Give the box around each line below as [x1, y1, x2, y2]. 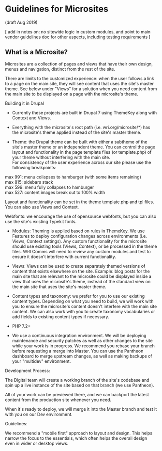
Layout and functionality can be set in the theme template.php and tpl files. [5, 199, 154, 205]
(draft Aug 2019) [5, 19, 38, 25]
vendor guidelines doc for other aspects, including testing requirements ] [5, 34, 151, 40]
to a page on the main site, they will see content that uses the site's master [5, 81, 154, 86]
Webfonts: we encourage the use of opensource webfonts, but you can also [5, 213, 157, 219]
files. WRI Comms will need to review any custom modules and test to [12, 248, 151, 254]
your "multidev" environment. [12, 358, 71, 364]
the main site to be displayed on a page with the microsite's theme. [5, 91, 139, 97]
